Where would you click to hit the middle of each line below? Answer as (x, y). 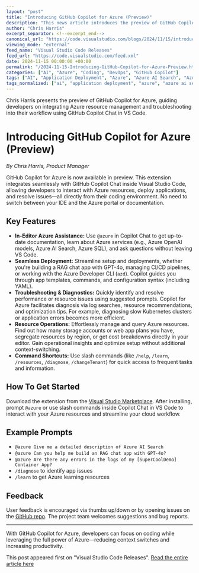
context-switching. (38, 349)
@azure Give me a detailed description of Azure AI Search (89, 447)
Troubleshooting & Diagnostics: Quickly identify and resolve (89, 292)
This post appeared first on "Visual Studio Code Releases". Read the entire (97, 558)
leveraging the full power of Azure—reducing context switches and (88, 540)
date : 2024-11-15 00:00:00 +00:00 (49, 61)
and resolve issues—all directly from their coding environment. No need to (97, 196)
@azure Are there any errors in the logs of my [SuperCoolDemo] (96, 460)
